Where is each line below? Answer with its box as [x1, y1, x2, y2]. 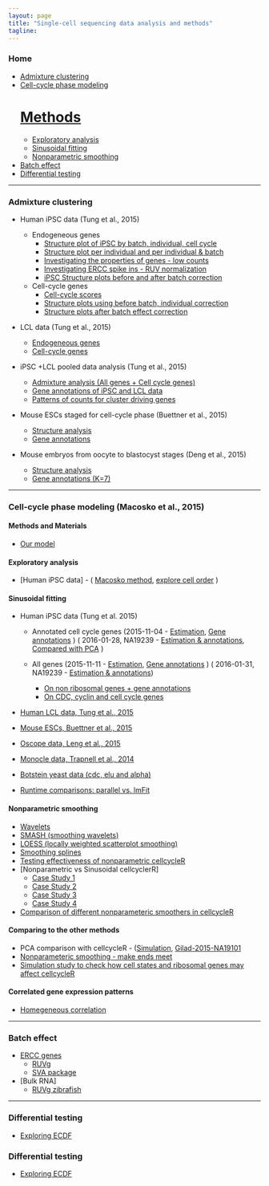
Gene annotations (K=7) [31, 473, 111, 483]
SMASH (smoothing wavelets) [19, 830, 119, 839]
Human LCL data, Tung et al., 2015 [19, 708, 134, 717]
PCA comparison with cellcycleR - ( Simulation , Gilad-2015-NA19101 [19, 943, 242, 952]
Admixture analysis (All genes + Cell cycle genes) [31, 377, 196, 387]
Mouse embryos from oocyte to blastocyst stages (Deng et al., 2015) [19, 449, 247, 459]
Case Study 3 [31, 890, 78, 900]
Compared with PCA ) [31, 644, 104, 654]
